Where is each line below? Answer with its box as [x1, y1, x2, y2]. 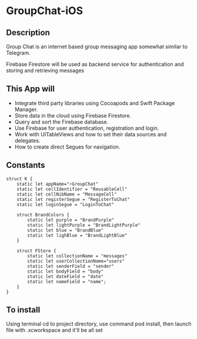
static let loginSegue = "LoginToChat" [16, 202, 115, 207]
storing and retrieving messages [6, 67, 85, 74]
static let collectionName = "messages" [27, 253, 128, 259]
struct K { [6, 176, 33, 182]
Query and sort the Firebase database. [14, 118, 109, 125]
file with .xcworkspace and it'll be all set [6, 327, 103, 334]
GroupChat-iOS [6, 4, 84, 18]
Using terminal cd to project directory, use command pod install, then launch [6, 320, 192, 327]
